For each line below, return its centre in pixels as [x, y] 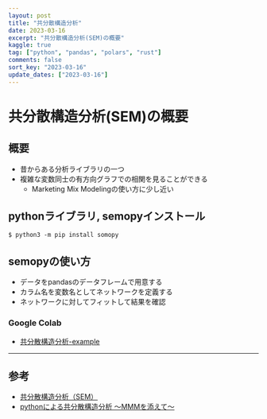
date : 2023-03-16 [37, 30]
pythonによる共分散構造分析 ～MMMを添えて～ [97, 407]
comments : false [35, 60]
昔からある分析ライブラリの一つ [72, 169]
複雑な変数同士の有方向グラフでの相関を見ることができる [114, 179]
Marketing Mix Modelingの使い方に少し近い [103, 188]
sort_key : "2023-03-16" [48, 68]
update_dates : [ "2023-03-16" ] [58, 75]
